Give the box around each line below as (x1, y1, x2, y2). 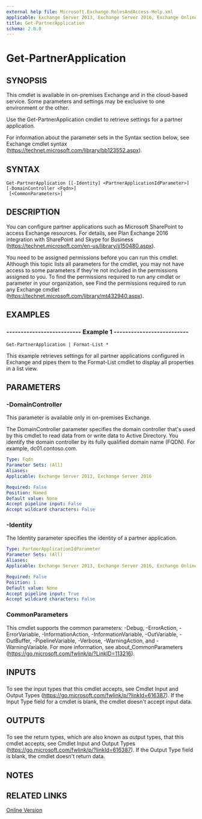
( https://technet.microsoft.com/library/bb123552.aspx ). (6, 147, 142, 154)
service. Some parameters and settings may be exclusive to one (6, 98, 165, 105)
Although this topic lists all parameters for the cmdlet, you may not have (6, 260, 185, 267)
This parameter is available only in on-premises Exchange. (6, 414, 151, 422)
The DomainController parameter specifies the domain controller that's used (6, 426, 195, 433)
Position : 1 (6, 579, 36, 585)
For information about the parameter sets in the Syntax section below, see (6, 134, 189, 142)
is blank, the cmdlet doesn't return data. (6, 753, 105, 760)
